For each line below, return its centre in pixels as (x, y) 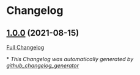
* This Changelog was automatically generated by (70, 59)
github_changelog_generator (43, 65)
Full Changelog (25, 47)
